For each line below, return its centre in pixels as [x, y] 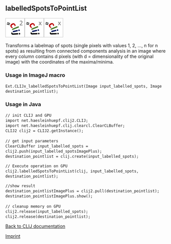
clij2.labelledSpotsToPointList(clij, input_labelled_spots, [72, 171]
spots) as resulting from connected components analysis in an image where [85, 51]
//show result [21, 186]
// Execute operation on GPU [36, 166]
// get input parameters [32, 141]
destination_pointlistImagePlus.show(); [49, 196]
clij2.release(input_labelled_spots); [47, 212]
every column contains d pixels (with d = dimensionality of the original [80, 56]
